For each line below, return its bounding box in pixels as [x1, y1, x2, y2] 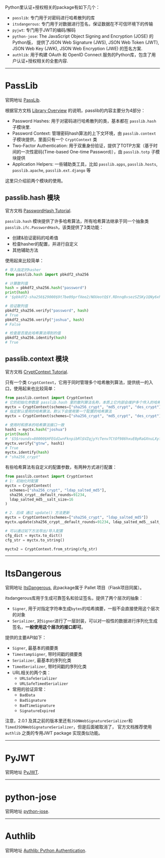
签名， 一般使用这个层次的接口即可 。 [12, 624, 86, 630]
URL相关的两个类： [12, 670, 52, 676]
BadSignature [19, 698, 47, 703]
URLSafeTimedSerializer [19, 681, 69, 686]
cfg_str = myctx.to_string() [5, 537, 65, 542]
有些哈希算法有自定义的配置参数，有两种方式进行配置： [5, 464, 117, 470]
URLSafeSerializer [19, 676, 57, 681]
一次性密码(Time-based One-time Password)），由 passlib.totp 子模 [21, 148, 160, 154]
